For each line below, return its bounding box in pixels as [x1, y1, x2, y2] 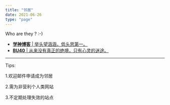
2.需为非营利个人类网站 [5, 84, 54, 90]
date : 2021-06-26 [5, 12, 42, 17]
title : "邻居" [5, 7, 34, 13]
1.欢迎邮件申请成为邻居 [5, 73, 53, 79]
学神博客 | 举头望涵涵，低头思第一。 [12, 41, 88, 47]
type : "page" [5, 17, 33, 22]
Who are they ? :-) [5, 31, 43, 37]
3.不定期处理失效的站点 [5, 94, 54, 100]
